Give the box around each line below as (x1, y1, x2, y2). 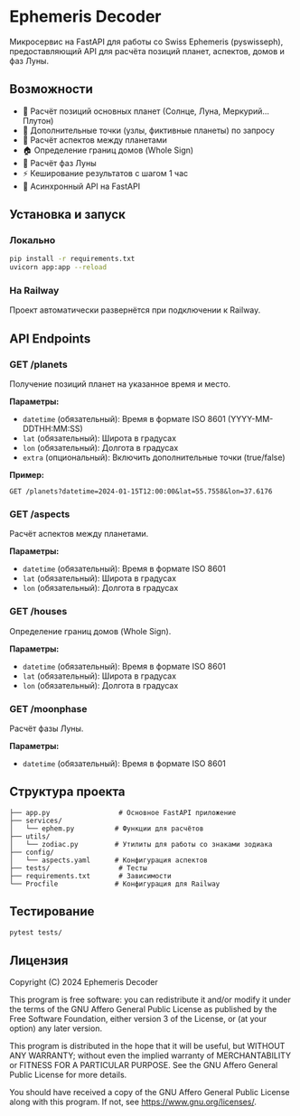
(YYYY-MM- (227, 414, 274, 425)
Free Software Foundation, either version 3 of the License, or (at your (9, 1014, 267, 1025)
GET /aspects (9, 508, 70, 520)
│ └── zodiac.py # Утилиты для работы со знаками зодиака (9, 839, 273, 849)
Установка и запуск (9, 207, 127, 222)
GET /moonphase (9, 702, 88, 715)
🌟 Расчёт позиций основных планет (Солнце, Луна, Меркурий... (22, 106, 269, 117)
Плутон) (22, 115, 54, 126)
